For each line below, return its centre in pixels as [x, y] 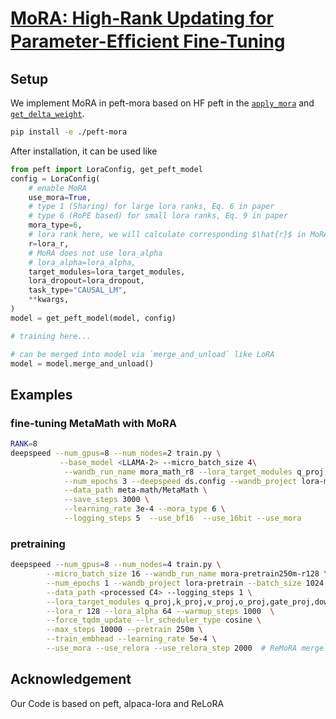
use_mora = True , [60, 197]
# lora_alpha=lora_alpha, [82, 262]
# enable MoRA [57, 188]
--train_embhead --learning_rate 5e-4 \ [131, 639]
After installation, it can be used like [84, 151]
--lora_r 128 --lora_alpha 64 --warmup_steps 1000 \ [160, 611]
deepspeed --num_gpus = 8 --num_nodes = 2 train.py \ [116, 453]
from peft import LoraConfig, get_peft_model [106, 169]
